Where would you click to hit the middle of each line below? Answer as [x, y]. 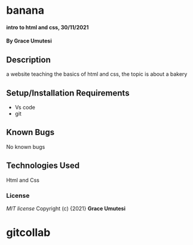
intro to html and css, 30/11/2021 [48, 27]
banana [25, 10]
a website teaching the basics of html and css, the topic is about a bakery [97, 74]
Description [28, 59]
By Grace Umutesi [29, 41]
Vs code [25, 107]
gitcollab [28, 233]
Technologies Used [43, 166]
